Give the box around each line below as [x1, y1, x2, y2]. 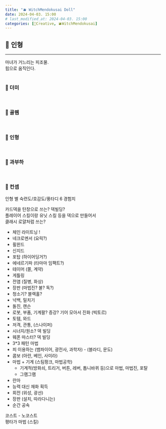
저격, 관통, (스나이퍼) [12, 322, 53, 328]
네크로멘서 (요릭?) [12, 235, 47, 241]
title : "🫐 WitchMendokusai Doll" [5, 7, 76, 12]
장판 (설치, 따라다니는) [12, 396, 55, 402]
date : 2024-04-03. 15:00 [5, 12, 56, 17]
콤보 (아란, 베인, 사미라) [12, 352, 58, 358]
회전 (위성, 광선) [12, 389, 43, 395]
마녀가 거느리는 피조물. [5, 59, 49, 65]
